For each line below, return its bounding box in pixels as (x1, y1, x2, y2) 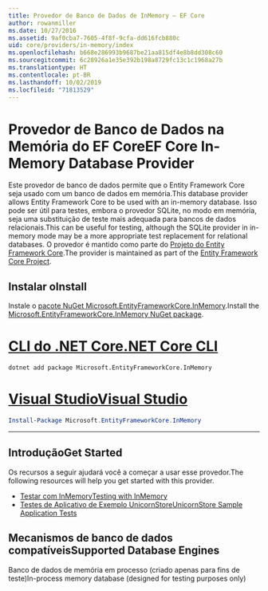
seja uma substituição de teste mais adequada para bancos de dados (8, 215, 237, 224)
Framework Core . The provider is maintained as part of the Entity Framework (8, 248, 258, 258)
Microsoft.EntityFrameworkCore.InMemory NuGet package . (8, 309, 204, 319)
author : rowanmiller (8, 19, 77, 27)
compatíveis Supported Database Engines (8, 544, 220, 558)
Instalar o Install (8, 280, 88, 294)
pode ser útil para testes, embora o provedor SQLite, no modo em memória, (8, 206, 257, 215)
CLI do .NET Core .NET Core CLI (8, 337, 219, 356)
